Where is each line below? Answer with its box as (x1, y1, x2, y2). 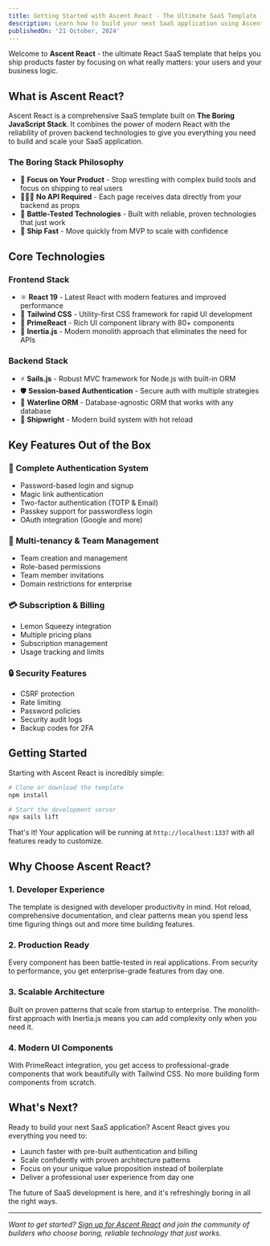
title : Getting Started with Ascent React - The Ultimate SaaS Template (8, 11, 257, 20)
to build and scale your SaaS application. (8, 136, 143, 146)
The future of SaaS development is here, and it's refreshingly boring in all (8, 1187, 251, 1198)
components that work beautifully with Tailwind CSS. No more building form (8, 1069, 260, 1078)
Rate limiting (19, 698, 62, 707)
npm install (8, 791, 48, 799)
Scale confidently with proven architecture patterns (19, 1155, 190, 1165)
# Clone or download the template (8, 783, 125, 791)
